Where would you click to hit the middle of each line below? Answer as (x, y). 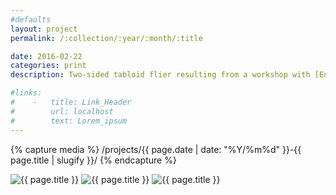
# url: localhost (62, 111)
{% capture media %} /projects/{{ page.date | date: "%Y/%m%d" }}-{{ (156, 149)
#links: (26, 93)
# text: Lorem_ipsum (69, 121)
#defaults (31, 19)
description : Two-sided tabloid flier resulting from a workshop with (160, 75)
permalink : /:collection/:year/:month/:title (106, 38)
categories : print (48, 66)
